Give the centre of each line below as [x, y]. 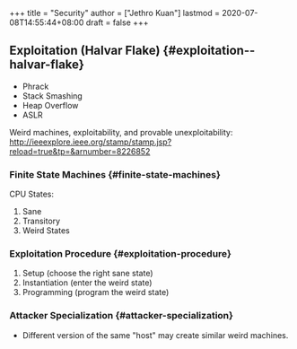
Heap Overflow [50, 105]
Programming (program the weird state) [96, 292]
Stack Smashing [52, 96]
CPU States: [32, 194]
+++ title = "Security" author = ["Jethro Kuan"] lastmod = [114, 13]
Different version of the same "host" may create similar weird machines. [155, 335]
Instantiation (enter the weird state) [87, 283]
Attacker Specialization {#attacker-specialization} [121, 316]
